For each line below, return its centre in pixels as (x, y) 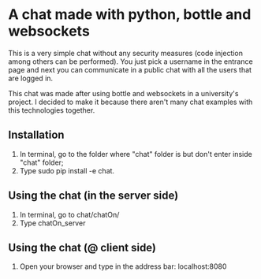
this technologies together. (52, 110)
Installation (36, 135)
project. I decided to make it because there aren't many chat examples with (130, 102)
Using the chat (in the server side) (93, 196)
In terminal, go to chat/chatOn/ (69, 214)
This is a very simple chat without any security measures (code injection (125, 53)
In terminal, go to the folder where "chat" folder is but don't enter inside (136, 154)
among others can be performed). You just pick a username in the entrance (131, 61)
